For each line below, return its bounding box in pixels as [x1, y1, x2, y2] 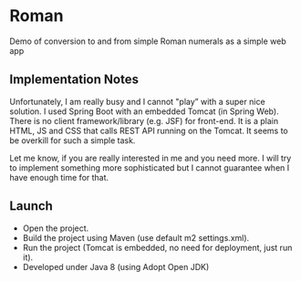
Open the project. [22, 223, 89, 234]
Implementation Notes [9, 72, 140, 88]
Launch [9, 198, 53, 214]
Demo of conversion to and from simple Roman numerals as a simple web [9, 36, 286, 47]
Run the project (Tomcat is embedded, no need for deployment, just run [22, 242, 293, 253]
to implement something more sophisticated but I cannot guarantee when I [9, 161, 290, 173]
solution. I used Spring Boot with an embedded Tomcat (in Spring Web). [9, 106, 280, 117]
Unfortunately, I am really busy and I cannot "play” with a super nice [9, 96, 266, 107]
